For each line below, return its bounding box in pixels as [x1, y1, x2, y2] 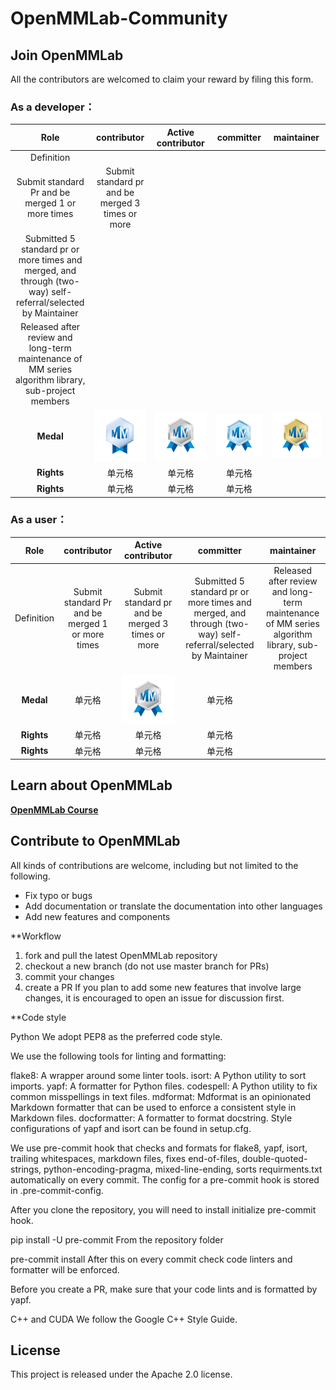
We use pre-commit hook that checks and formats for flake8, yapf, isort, [10, 1142, 308, 1154]
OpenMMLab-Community [10, 7, 228, 30]
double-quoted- [241, 1152, 308, 1164]
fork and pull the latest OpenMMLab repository [24, 949, 218, 961]
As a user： [10, 513, 68, 527]
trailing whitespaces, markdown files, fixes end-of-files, [10, 1152, 240, 1164]
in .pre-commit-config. [10, 1184, 104, 1196]
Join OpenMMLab [10, 47, 124, 64]
